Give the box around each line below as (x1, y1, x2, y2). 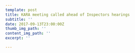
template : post (5, 7, 37, 13)
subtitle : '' (5, 17, 33, 22)
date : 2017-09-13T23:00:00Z (5, 21, 65, 27)
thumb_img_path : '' (5, 26, 47, 31)
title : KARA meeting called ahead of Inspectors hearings (5, 12, 130, 17)
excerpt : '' (5, 36, 30, 41)
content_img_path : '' (5, 31, 51, 36)
